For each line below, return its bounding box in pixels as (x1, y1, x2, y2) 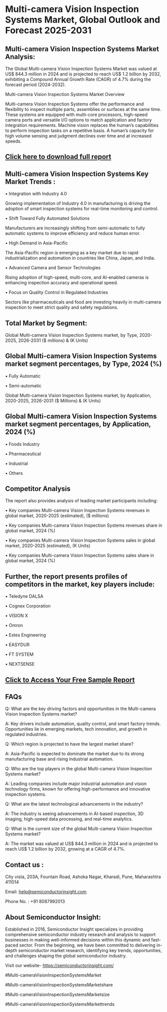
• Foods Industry (5, 441, 40, 447)
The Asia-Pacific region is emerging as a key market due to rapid (5, 250, 139, 256)
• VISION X (5, 613, 28, 619)
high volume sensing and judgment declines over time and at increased (5, 133, 152, 138)
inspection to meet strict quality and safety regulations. (5, 304, 119, 310)
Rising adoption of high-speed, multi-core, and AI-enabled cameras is (5, 274, 149, 280)
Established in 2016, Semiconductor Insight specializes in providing (5, 926, 143, 933)
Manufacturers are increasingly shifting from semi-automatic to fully (5, 225, 146, 231)
